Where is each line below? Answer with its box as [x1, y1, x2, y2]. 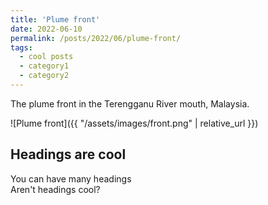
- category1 [19, 61, 70, 71]
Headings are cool [10, 146, 127, 163]
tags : [10, 42, 33, 53]
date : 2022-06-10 [10, 24, 83, 34]
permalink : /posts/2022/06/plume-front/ [10, 33, 182, 43]
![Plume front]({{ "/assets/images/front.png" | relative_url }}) [10, 117, 259, 129]
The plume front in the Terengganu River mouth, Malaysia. [10, 97, 250, 110]
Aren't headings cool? [10, 183, 101, 195]
